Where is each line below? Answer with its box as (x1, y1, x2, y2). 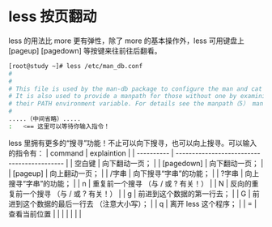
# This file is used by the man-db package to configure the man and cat (8, 84, 263, 93)
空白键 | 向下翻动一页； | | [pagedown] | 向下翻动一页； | (74, 158, 264, 168)
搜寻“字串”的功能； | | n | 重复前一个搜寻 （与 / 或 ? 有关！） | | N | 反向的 (8, 178, 253, 188)
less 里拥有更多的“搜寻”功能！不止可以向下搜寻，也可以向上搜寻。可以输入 (8, 138, 257, 148)
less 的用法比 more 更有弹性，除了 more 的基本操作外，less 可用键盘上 (8, 36, 245, 45)
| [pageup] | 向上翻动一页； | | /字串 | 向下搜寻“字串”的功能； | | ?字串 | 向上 (8, 168, 260, 178)
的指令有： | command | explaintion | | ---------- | (8, 148, 174, 158)
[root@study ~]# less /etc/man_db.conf (8, 62, 143, 70)
